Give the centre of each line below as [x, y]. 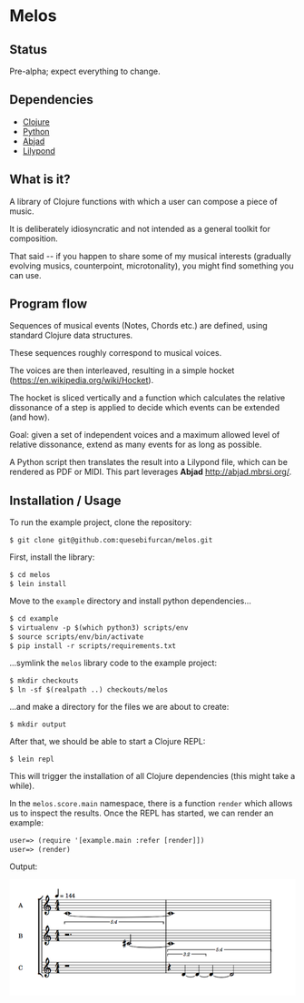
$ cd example [34, 619]
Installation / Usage [65, 500]
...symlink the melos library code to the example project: [113, 663]
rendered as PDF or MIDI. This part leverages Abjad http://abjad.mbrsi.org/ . [151, 472]
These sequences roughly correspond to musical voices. [116, 353]
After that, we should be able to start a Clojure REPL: [108, 742]
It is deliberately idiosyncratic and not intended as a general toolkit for [140, 228]
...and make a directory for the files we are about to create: [119, 707]
